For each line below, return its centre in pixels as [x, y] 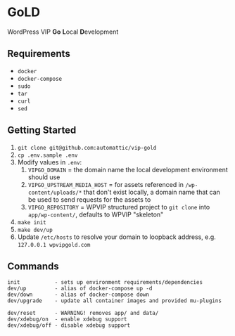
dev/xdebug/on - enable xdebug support [68, 319]
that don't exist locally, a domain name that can [152, 192]
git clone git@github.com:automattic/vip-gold [87, 148]
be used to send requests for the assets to [89, 199]
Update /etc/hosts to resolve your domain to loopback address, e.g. [116, 237]
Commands [33, 266]
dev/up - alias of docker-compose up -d [80, 289]
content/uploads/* [55, 193]
